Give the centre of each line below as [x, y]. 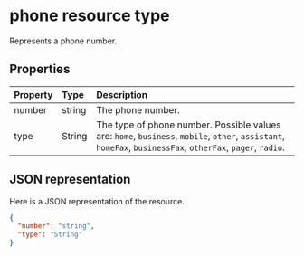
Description [122, 94]
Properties [40, 69]
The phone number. [138, 109]
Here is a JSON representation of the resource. [97, 201]
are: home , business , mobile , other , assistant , [190, 136]
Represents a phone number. [63, 41]
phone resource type [90, 16]
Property [33, 94]
